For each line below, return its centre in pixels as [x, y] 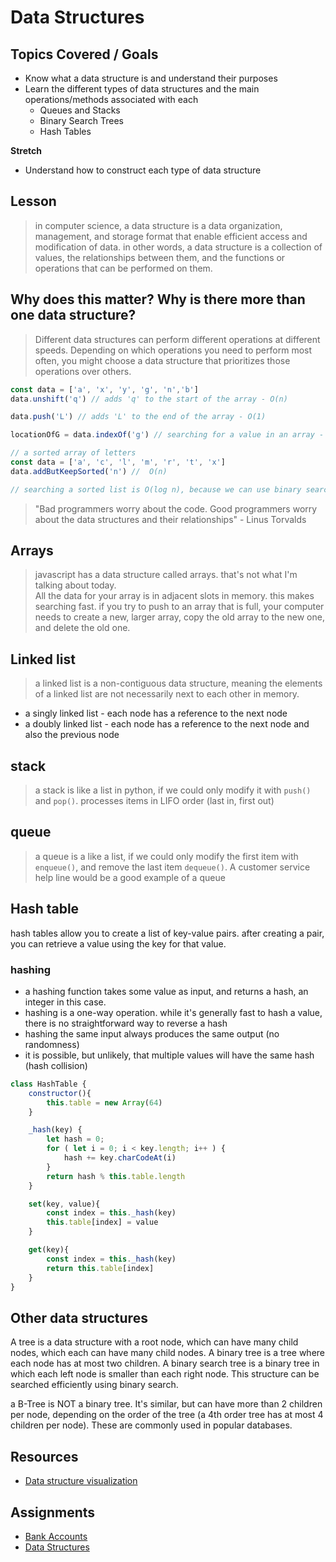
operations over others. [83, 371]
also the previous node [72, 735]
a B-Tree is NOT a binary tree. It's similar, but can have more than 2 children [166, 1404]
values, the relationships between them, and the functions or [160, 257]
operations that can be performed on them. [123, 268]
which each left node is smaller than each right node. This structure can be [165, 1374]
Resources [44, 1456]
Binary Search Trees [81, 120]
